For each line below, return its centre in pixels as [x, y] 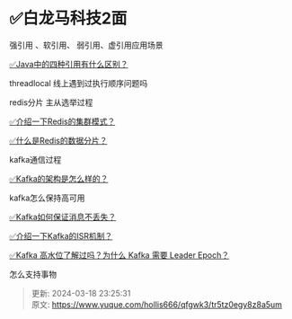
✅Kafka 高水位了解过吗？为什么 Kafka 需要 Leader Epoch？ [119, 255]
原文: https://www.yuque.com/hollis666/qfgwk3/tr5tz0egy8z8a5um [157, 304]
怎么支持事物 [33, 274]
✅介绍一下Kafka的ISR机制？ [61, 235]
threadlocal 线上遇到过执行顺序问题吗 [79, 83]
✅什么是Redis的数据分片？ [58, 140]
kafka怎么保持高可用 [47, 198]
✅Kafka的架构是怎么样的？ [59, 178]
